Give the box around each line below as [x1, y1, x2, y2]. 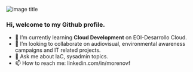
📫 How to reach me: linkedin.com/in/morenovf [14, 60, 131, 67]
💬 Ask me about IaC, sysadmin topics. [14, 53, 109, 60]
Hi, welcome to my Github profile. [6, 20, 106, 29]
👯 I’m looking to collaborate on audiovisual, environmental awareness [14, 40, 186, 48]
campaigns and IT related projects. [14, 46, 101, 54]
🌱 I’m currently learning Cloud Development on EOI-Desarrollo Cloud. [14, 34, 187, 41]
